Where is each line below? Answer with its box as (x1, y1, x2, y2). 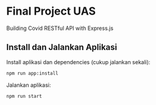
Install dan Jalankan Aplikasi (6, 42, 118, 52)
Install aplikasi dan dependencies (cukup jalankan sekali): (6, 58, 151, 65)
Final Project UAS (6, 4, 96, 18)
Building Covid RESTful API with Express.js (6, 24, 114, 32)
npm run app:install (6, 70, 59, 76)
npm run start (6, 93, 43, 99)
